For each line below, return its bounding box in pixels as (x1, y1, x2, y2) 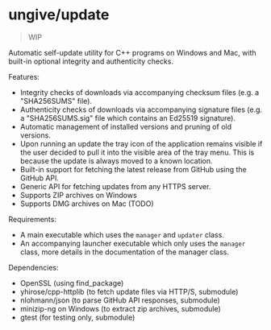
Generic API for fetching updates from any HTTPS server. (19, 181, 211, 191)
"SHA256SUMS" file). (19, 96, 93, 105)
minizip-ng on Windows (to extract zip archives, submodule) (19, 303, 222, 313)
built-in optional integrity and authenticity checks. (8, 56, 173, 66)
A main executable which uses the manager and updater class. (19, 229, 224, 239)
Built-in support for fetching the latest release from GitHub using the (19, 164, 248, 174)
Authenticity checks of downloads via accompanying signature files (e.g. (19, 105, 263, 114)
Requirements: (8, 214, 56, 224)
